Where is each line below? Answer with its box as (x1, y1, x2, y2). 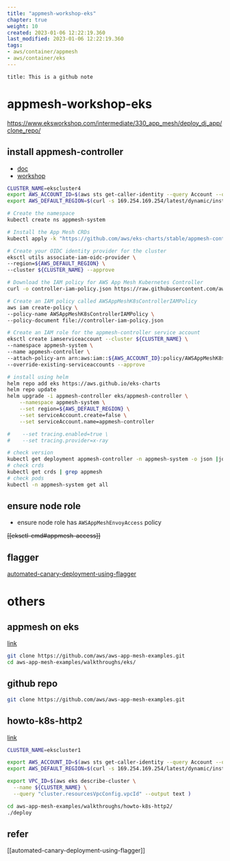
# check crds (7, 462, 44, 469)
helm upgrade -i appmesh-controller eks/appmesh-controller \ (7, 392, 188, 400)
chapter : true (7, 16, 48, 23)
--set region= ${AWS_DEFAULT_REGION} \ (19, 405, 130, 412)
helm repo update (7, 386, 57, 393)
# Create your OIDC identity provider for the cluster (7, 248, 167, 255)
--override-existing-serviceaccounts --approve (7, 361, 146, 368)
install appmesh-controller (7, 146, 124, 158)
